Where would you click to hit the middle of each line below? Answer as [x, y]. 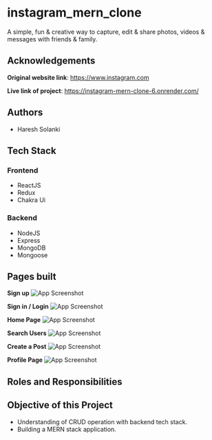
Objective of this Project [60, 405]
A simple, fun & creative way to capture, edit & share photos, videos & [106, 32]
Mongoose [32, 255]
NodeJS [29, 233]
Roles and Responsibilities [65, 382]
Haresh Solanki [39, 129]
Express [29, 240]
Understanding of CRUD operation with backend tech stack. [102, 421]
